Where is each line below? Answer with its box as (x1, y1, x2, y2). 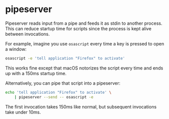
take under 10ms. (5, 109, 41, 115)
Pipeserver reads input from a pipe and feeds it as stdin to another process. (5, 20, 162, 26)
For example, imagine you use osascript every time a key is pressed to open (5, 40, 164, 46)
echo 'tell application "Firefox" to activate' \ (5, 90, 112, 95)
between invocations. (5, 31, 50, 37)
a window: (5, 46, 27, 52)
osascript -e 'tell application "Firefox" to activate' (5, 55, 125, 61)
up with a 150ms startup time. (5, 70, 67, 76)
